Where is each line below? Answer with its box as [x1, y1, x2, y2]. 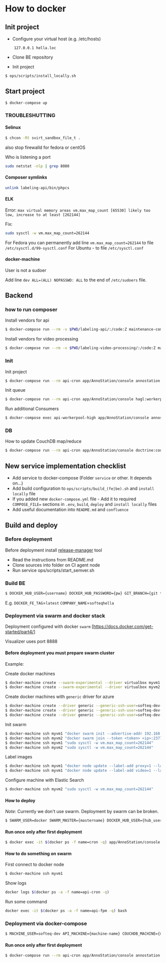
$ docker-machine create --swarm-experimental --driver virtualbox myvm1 [5, 680, 161, 685]
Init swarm [5, 721, 27, 727]
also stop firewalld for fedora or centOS [5, 144, 85, 150]
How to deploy [5, 797, 36, 803]
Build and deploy [5, 521, 58, 529]
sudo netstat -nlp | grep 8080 [5, 163, 70, 169]
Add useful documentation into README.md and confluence [12, 507, 129, 513]
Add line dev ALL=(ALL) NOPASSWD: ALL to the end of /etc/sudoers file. [5, 276, 147, 283]
